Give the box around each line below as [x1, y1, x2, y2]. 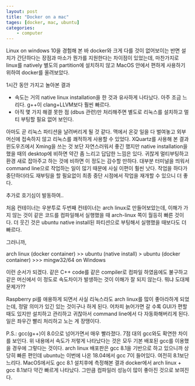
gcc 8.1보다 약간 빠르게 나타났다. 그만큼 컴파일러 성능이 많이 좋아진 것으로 [6, 367, 174, 374]
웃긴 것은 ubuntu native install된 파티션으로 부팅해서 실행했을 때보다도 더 [19, 219, 187, 226]
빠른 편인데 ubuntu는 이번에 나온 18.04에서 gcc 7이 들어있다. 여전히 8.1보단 [16, 352, 189, 359]
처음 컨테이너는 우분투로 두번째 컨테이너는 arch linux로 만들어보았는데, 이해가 [6, 204, 183, 211]
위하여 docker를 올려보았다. [6, 69, 70, 76]
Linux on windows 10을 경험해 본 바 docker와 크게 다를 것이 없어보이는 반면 [6, 47, 180, 54]
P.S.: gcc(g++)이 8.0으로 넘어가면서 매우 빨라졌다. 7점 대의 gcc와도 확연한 [6, 330, 177, 337]
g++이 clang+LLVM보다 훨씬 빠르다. [27, 101, 111, 108]
